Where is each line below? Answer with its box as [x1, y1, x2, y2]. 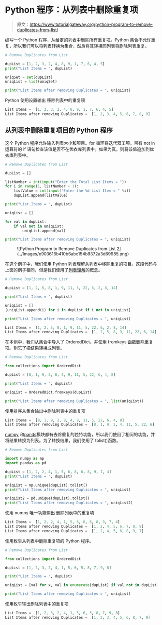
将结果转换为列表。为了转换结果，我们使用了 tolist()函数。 [5, 438, 121, 443]
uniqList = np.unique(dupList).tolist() [5, 483, 88, 488]
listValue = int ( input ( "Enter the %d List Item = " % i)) [14, 188, 131, 193]
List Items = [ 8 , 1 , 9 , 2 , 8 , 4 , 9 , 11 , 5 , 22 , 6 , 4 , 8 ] [5, 418, 125, 422]
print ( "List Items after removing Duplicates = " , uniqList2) [5, 501, 133, 506]
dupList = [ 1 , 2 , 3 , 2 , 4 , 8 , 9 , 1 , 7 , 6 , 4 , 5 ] [5, 61, 105, 66]
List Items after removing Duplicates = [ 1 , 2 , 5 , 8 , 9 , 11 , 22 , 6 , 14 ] [5, 330, 157, 335]
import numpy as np [5, 456, 44, 461]
